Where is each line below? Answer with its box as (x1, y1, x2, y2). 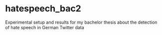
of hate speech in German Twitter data (5, 24, 85, 30)
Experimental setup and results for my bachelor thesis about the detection (5, 19, 158, 25)
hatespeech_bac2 (5, 3, 81, 14)
